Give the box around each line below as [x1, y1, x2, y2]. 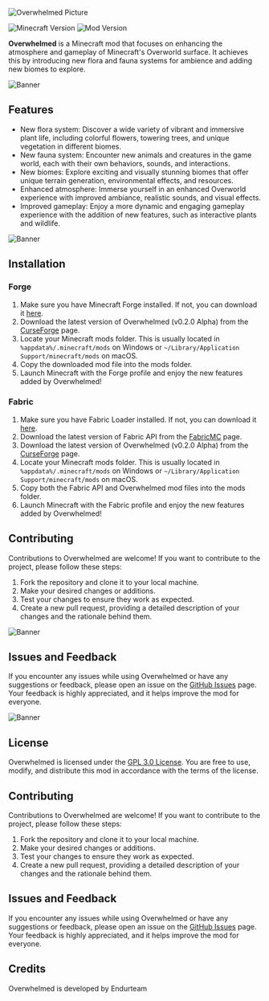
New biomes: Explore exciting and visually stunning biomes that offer [19, 167, 249, 177]
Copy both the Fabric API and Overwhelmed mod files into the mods [19, 483, 246, 492]
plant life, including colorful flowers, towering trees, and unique [19, 133, 230, 142]
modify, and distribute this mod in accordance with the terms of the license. [8, 766, 259, 775]
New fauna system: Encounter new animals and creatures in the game [19, 149, 252, 160]
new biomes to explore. [8, 64, 86, 74]
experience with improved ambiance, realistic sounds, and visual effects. [19, 193, 261, 202]
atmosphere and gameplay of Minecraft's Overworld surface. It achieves [8, 47, 249, 56]
